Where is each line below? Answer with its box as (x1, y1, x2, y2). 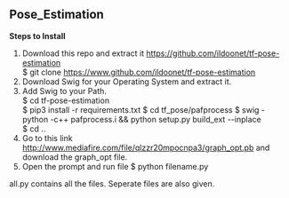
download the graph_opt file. (21, 151, 128, 162)
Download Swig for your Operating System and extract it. (21, 75, 232, 87)
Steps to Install (9, 30, 66, 41)
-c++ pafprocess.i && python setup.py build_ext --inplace (50, 114, 261, 124)
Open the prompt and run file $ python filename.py (21, 161, 209, 171)
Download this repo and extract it (21, 48, 145, 59)
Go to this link (21, 132, 73, 143)
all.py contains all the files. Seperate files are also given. (9, 178, 215, 189)
